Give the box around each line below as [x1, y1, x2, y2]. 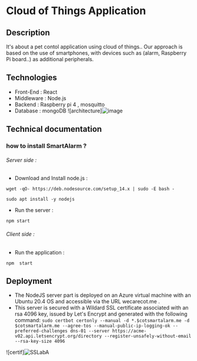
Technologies [6, 72, 58, 83]
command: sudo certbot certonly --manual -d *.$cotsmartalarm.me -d [14, 317, 190, 324]
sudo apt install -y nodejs [6, 196, 75, 203]
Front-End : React [14, 88, 58, 95]
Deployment [6, 276, 52, 286]
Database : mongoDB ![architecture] [14, 107, 102, 114]
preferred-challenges [14, 328, 68, 334]
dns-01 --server [70, 328, 110, 334]
